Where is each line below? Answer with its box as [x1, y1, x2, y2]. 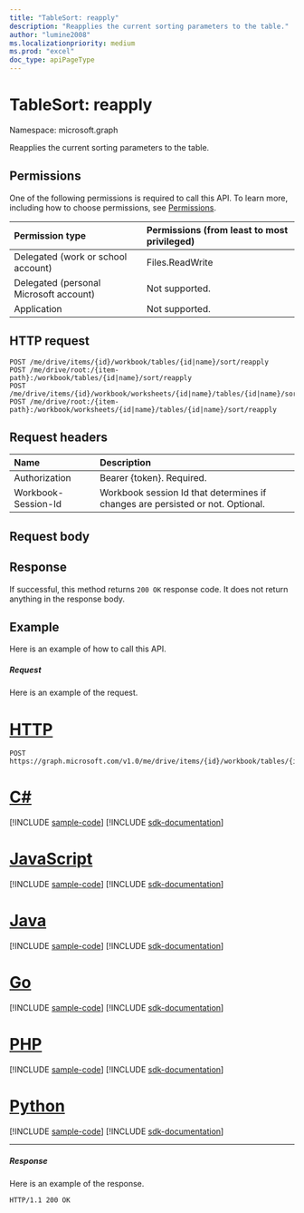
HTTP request [9, 333, 90, 349]
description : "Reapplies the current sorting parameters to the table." [9, 22, 290, 31]
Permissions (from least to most [146, 223, 289, 236]
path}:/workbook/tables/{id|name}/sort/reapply [9, 373, 193, 382]
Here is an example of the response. [9, 1178, 145, 1189]
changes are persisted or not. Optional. [99, 498, 265, 511]
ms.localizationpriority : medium [9, 38, 136, 48]
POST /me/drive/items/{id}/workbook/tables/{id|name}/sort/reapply [9, 357, 270, 367]
